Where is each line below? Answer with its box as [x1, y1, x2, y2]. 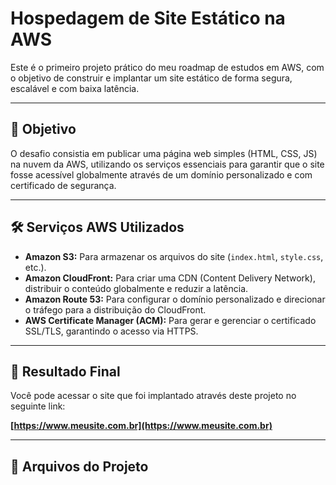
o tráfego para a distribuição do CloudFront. [24, 303, 207, 316]
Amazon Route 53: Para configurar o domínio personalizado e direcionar [24, 293, 326, 305]
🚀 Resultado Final [10, 363, 121, 380]
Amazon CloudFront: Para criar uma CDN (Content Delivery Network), [24, 272, 316, 284]
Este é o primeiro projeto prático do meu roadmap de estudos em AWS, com [10, 61, 325, 73]
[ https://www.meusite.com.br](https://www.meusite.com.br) [10, 420, 273, 432]
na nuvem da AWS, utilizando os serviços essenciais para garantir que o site [10, 158, 325, 170]
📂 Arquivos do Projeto [10, 458, 149, 475]
